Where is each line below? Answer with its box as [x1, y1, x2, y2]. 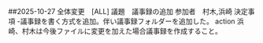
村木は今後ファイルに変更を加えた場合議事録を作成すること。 [21, 27, 222, 35]
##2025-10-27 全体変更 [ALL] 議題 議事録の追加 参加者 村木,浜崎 [8, 7, 232, 16]
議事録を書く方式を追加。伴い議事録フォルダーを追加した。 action [20, 16, 235, 26]
